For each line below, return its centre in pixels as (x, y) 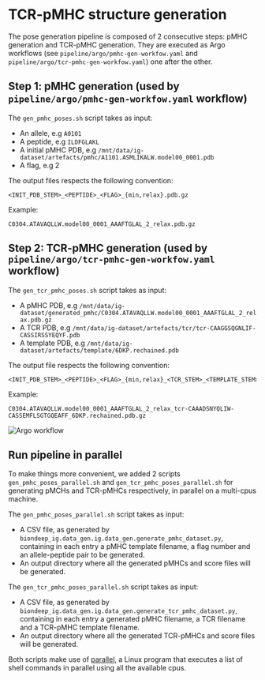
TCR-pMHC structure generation (118, 15)
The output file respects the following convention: (89, 365)
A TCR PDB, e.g (45, 327)
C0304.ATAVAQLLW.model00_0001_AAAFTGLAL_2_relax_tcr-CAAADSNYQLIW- (121, 408)
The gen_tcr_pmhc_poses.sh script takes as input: (88, 290)
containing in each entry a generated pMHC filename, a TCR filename (132, 619)
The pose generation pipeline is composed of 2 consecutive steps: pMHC (128, 36)
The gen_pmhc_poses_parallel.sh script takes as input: (96, 514)
